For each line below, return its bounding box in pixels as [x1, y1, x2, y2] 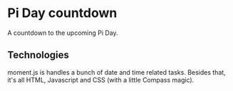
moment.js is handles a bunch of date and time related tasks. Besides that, [7, 68, 226, 76]
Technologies [7, 49, 70, 61]
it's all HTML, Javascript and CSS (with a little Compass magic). [7, 75, 195, 84]
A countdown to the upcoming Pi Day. [7, 28, 119, 37]
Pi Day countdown [7, 5, 118, 21]
